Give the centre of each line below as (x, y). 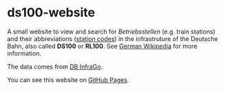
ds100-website (51, 13)
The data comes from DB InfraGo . (55, 66)
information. (24, 53)
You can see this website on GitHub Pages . (68, 79)
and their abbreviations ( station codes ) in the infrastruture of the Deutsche (112, 38)
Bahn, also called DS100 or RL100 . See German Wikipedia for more (102, 46)
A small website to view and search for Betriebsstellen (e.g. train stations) (111, 31)
